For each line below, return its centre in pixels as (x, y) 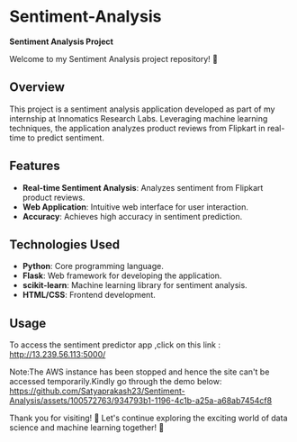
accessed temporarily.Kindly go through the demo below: (116, 382)
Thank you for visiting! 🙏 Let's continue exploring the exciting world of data (148, 418)
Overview (37, 87)
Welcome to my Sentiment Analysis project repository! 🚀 (114, 59)
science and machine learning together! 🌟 (87, 428)
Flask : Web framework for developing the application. (122, 275)
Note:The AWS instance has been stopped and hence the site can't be (139, 372)
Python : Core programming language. (93, 266)
